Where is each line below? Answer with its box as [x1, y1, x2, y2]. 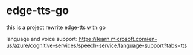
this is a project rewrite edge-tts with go [6, 24, 106, 31]
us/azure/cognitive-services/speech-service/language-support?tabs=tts [6, 42, 188, 49]
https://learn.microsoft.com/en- [78, 35, 157, 42]
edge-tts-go [6, 4, 69, 18]
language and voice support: [6, 35, 78, 42]
